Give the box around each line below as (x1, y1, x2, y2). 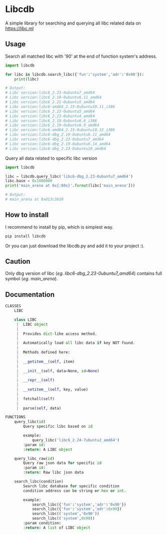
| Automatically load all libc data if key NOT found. (16, 340, 135, 346)
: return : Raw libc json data (23, 470, 84, 475)
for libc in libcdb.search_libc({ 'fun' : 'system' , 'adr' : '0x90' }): (5, 72, 144, 77)
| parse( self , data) (16, 405, 61, 411)
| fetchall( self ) (16, 396, 55, 401)
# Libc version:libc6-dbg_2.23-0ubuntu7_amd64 (5, 137, 104, 142)
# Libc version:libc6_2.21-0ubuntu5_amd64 (5, 100, 95, 105)
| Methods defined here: (16, 350, 70, 355)
